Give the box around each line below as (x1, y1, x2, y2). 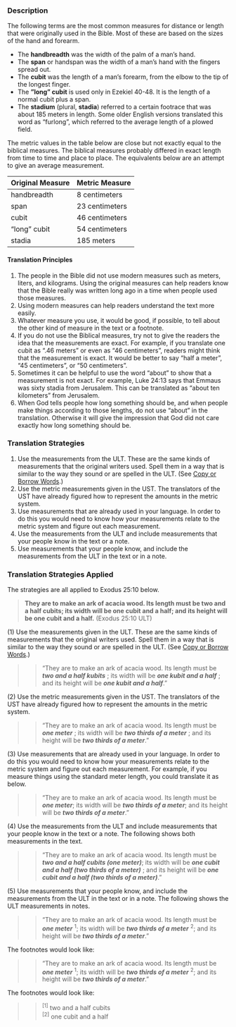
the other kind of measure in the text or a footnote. (17, 324, 164, 332)
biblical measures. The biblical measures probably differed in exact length (7, 147, 221, 155)
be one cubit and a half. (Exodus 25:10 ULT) (24, 614, 152, 622)
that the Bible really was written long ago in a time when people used (17, 286, 218, 295)
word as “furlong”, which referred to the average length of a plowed (17, 118, 214, 126)
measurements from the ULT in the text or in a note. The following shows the (7, 894, 229, 903)
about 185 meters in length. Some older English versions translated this (17, 110, 223, 118)
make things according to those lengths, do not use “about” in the (17, 406, 209, 414)
